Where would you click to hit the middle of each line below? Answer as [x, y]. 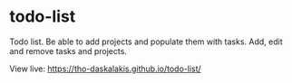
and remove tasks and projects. [68, 51]
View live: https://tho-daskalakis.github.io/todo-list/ [105, 69]
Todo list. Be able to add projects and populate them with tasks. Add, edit [146, 41]
